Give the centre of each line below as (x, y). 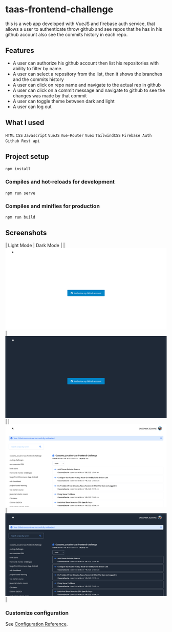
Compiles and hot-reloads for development (60, 182)
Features (20, 50)
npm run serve (20, 193)
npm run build (20, 217)
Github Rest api (23, 141)
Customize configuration (37, 613)
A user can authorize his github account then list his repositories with (86, 63)
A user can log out (32, 107)
